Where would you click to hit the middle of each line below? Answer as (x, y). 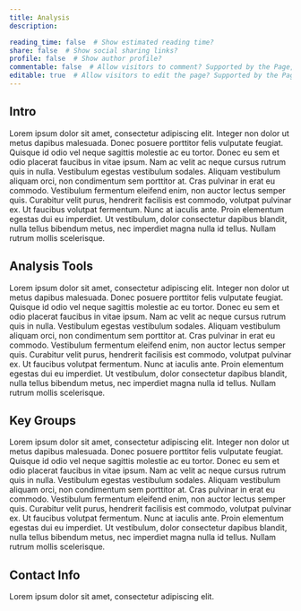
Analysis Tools (52, 267)
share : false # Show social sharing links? (94, 50)
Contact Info (45, 575)
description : (34, 26)
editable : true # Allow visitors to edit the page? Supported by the (144, 76)
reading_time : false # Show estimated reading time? (112, 42)
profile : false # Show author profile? (86, 59)
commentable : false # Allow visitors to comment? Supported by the (140, 67)
